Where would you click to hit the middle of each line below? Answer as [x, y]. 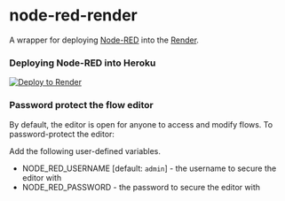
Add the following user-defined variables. [85, 151]
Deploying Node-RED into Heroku [83, 63]
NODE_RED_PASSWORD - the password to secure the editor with [141, 187]
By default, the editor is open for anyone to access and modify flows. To [141, 124]
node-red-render [73, 15]
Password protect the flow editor [81, 105]
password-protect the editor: [62, 134]
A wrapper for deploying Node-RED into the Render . [104, 40]
